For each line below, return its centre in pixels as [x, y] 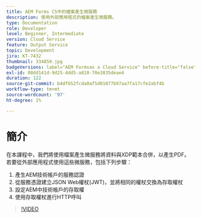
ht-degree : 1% [24, 100]
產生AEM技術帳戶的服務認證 [50, 175]
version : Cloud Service [36, 39]
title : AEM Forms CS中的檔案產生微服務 [52, 12]
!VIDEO [30, 208]
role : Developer [26, 28]
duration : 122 [24, 78]
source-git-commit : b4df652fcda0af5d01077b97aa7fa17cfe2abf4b [85, 84]
